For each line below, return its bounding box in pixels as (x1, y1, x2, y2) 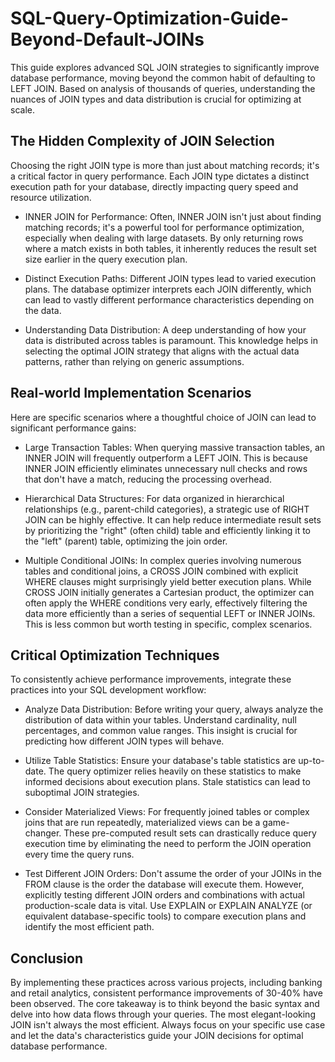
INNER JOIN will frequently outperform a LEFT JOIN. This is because (24, 452, 309, 464)
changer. (24, 827, 62, 839)
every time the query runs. (24, 848, 135, 861)
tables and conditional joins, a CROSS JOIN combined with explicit (24, 565, 299, 577)
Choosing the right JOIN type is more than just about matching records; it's (10, 159, 320, 171)
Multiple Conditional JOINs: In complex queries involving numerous (24, 554, 302, 566)
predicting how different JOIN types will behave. (24, 735, 225, 747)
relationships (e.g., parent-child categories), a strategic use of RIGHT (24, 503, 310, 515)
